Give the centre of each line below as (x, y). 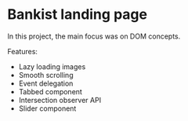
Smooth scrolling (46, 75)
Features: (23, 51)
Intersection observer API (60, 100)
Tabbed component (51, 91)
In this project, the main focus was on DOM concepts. (94, 36)
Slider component (47, 108)
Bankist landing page (78, 15)
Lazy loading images (52, 66)
